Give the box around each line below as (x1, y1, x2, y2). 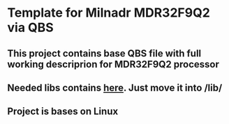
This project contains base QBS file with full (7, 47, 202, 59)
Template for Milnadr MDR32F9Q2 (7, 5, 211, 21)
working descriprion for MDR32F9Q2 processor (7, 58, 220, 70)
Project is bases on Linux (7, 106, 119, 118)
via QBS (7, 20, 54, 36)
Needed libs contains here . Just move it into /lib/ (7, 82, 223, 93)
